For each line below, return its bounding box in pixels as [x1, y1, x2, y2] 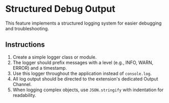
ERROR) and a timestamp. [12, 65, 67, 71]
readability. [12, 92, 37, 98]
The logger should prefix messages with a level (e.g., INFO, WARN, [12, 59, 154, 66]
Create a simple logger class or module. [12, 54, 97, 60]
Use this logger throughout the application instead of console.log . [12, 70, 152, 76]
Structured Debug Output [5, 3, 116, 15]
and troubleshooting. [5, 25, 50, 31]
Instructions [5, 40, 45, 49]
